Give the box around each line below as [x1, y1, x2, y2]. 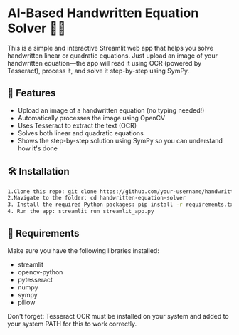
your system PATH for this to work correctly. [7, 319, 137, 328]
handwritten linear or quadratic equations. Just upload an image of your [7, 51, 218, 60]
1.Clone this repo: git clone [7, 187, 97, 195]
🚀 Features [7, 87, 56, 99]
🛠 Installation [7, 165, 70, 177]
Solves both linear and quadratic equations [17, 128, 144, 137]
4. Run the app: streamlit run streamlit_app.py [7, 208, 154, 215]
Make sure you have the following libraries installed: [7, 246, 160, 254]
